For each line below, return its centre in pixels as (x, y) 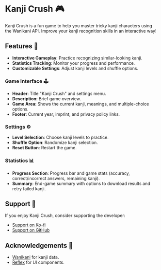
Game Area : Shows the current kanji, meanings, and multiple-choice (80, 104)
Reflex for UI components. (38, 262)
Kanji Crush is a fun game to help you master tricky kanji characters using (79, 26)
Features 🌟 (22, 46)
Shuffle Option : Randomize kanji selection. (55, 143)
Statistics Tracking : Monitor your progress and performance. (73, 63)
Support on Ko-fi (29, 225)
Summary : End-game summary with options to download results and (81, 183)
